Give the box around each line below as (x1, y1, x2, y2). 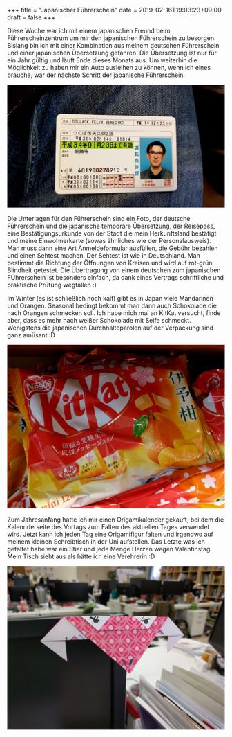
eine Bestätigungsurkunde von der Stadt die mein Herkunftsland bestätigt (7, 229, 217, 238)
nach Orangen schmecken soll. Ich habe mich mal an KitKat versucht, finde (7, 308, 221, 317)
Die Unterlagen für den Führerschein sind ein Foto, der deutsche (7, 214, 191, 222)
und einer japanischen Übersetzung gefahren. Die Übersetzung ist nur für (7, 48, 217, 57)
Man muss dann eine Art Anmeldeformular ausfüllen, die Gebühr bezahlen (7, 244, 219, 252)
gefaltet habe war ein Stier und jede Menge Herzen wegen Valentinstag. (7, 544, 213, 553)
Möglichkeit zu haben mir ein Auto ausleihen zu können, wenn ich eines (7, 64, 211, 71)
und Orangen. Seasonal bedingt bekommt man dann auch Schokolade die (7, 301, 217, 310)
